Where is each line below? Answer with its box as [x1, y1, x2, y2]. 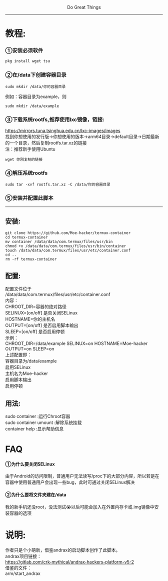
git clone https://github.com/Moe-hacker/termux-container [5, 230, 131, 235]
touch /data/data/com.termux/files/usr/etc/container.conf [5, 248, 131, 253]
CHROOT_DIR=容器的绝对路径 [5, 303, 66, 309]
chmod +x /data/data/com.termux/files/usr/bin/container [5, 243, 126, 249]
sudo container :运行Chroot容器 [5, 413, 70, 419]
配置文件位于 [5, 286, 31, 292]
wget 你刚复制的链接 [5, 157, 43, 162]
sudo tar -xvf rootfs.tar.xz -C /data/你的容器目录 [5, 182, 111, 187]
